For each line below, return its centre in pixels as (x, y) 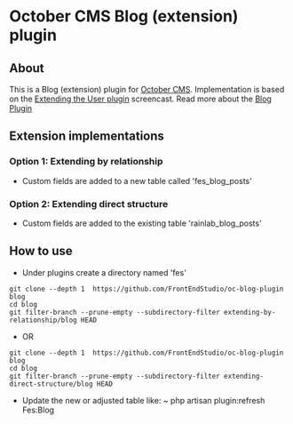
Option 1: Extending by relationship (86, 162)
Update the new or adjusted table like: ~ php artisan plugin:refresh (143, 400)
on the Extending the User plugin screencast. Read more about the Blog (141, 99)
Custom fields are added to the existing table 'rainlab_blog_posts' (142, 223)
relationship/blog (43, 320)
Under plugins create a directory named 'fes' (104, 272)
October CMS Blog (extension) (124, 16)
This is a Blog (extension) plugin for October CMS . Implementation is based (147, 89)
